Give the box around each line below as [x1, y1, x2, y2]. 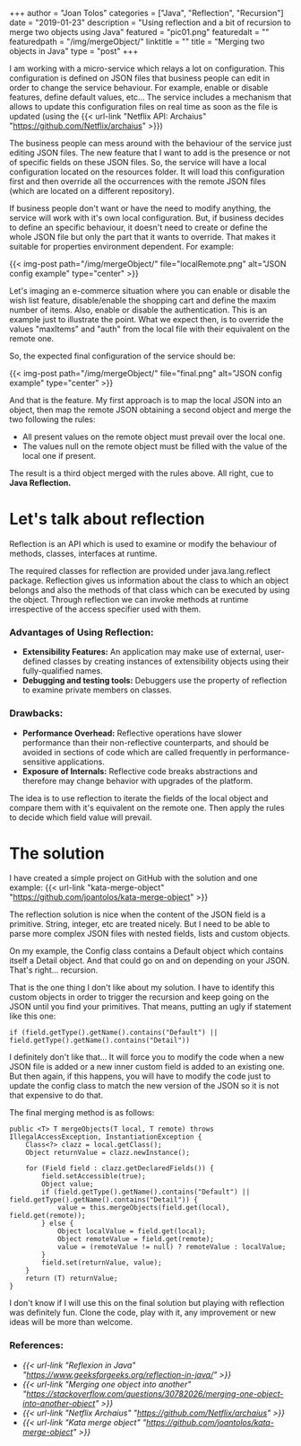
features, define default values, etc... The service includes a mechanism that [9, 92, 292, 102]
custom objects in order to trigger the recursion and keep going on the [9, 992, 270, 1002]
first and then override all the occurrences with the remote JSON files [9, 176, 266, 187]
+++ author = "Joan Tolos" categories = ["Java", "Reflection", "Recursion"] [9, 8, 284, 18]
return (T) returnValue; [25, 1274, 118, 1283]
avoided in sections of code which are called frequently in [21, 746, 236, 757]
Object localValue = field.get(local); [56, 1227, 206, 1236]
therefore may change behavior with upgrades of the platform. [21, 775, 254, 786]
